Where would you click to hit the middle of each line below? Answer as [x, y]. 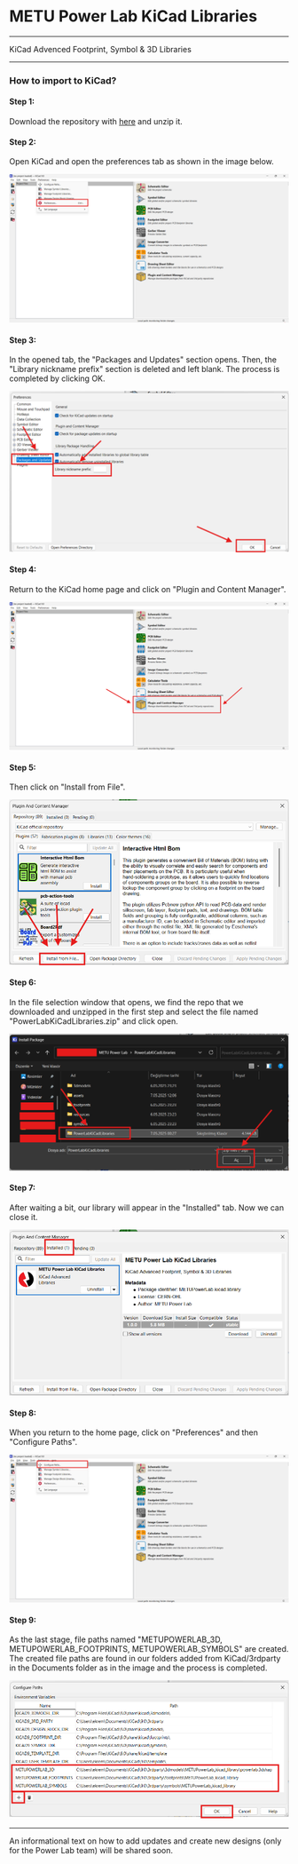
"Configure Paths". [43, 1442]
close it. [24, 1217]
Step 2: [23, 142]
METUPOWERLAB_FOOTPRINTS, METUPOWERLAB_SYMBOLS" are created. [149, 1649]
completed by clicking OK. [57, 378]
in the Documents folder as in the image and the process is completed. [138, 1668]
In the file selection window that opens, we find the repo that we [126, 1003]
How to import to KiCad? [63, 80]
